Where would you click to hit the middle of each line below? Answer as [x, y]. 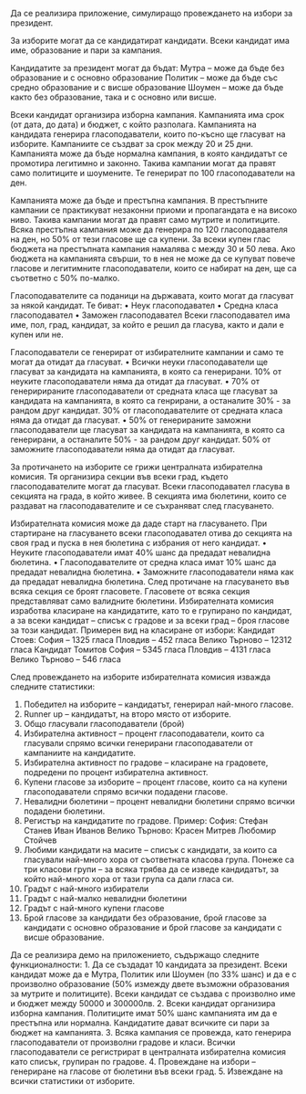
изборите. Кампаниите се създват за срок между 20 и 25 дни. [132, 144]
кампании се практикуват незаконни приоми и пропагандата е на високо [154, 210]
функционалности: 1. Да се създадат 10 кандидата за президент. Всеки [149, 964]
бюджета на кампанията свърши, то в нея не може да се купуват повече [153, 258]
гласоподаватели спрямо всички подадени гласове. [126, 792]
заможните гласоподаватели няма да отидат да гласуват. [123, 449]
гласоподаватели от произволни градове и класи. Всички [123, 1042]
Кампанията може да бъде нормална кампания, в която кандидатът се [149, 153]
